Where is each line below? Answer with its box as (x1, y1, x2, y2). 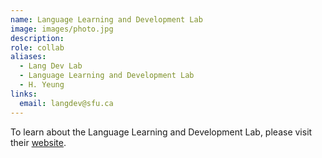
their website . (10, 136, 67, 148)
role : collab (10, 42, 65, 53)
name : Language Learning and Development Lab (10, 14, 203, 25)
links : (10, 89, 38, 99)
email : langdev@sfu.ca (19, 98, 114, 108)
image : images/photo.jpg (10, 24, 114, 34)
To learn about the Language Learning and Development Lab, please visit (10, 126, 313, 138)
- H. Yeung (19, 80, 65, 90)
